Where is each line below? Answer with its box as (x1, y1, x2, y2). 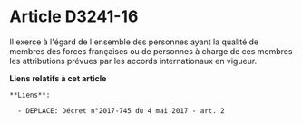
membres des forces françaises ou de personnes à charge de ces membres (9, 45, 293, 56)
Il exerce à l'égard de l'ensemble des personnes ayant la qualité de (9, 36, 259, 47)
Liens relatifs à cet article (9, 72, 107, 83)
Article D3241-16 (9, 6, 139, 27)
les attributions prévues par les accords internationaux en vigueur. (9, 55, 258, 66)
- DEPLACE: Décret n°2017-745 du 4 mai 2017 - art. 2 (17, 106, 225, 115)
